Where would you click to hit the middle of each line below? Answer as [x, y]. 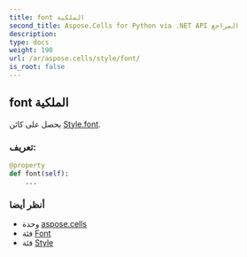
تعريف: [23, 147]
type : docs [29, 42]
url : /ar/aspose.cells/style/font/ [75, 58]
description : [33, 34]
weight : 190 [31, 51]
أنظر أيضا [27, 205]
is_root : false [37, 67]
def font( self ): [39, 174]
